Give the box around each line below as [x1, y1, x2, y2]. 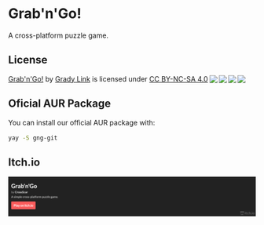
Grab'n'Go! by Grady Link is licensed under [8, 74, 148, 83]
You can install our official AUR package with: [8, 118, 156, 127]
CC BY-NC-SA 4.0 [148, 74, 208, 83]
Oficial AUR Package [8, 97, 112, 111]
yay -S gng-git [8, 134, 58, 142]
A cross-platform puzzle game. [8, 31, 108, 40]
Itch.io [8, 155, 41, 169]
